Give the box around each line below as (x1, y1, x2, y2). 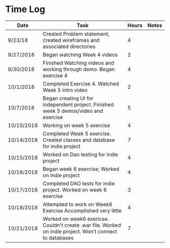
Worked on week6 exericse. (42, 215, 109, 222)
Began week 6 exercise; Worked (42, 165, 120, 172)
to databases (42, 234, 74, 241)
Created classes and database (42, 136, 115, 143)
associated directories (42, 43, 96, 50)
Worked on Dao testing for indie (42, 151, 118, 158)
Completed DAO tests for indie (42, 180, 115, 187)
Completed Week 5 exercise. (42, 130, 111, 137)
